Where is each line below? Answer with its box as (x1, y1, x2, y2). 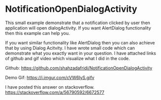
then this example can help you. (5, 30, 70, 36)
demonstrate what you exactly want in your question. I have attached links (5, 50, 157, 56)
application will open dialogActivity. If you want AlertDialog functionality (5, 25, 152, 31)
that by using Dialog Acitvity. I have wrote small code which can (5, 45, 135, 51)
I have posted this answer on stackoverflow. (5, 84, 95, 90)
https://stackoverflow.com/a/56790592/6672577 (5, 89, 105, 95)
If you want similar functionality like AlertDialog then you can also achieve (5, 39, 155, 45)
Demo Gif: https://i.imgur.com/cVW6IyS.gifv (5, 74, 95, 80)
